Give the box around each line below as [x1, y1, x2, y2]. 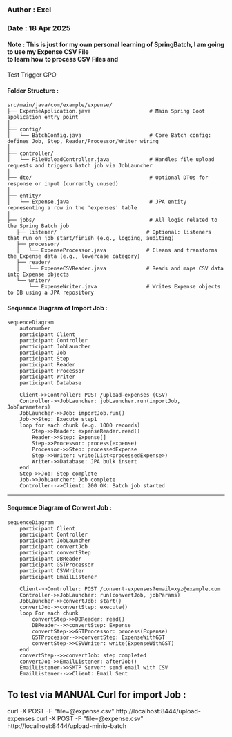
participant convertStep [19, 549, 91, 556]
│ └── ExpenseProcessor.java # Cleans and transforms [16, 247, 217, 254]
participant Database [19, 380, 81, 386]
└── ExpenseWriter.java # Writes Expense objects [28, 283, 221, 290]
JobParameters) [7, 404, 51, 411]
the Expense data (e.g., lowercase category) [7, 253, 140, 260]
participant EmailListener [19, 573, 97, 580]
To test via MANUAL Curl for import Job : [7, 689, 186, 701]
